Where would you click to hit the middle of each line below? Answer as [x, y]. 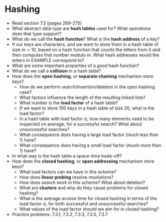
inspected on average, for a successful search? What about [81, 124]
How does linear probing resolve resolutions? [66, 177]
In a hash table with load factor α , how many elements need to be [86, 118]
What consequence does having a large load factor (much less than [89, 134]
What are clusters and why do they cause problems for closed [83, 187]
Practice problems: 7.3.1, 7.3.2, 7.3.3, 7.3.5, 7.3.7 [60, 214]
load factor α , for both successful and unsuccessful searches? [83, 203]
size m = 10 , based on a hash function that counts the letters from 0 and [86, 49]
